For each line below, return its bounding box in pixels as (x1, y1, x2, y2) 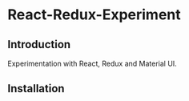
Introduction (7, 38, 71, 51)
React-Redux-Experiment (7, 6, 181, 24)
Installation (7, 82, 65, 95)
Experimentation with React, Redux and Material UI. (7, 59, 177, 68)
